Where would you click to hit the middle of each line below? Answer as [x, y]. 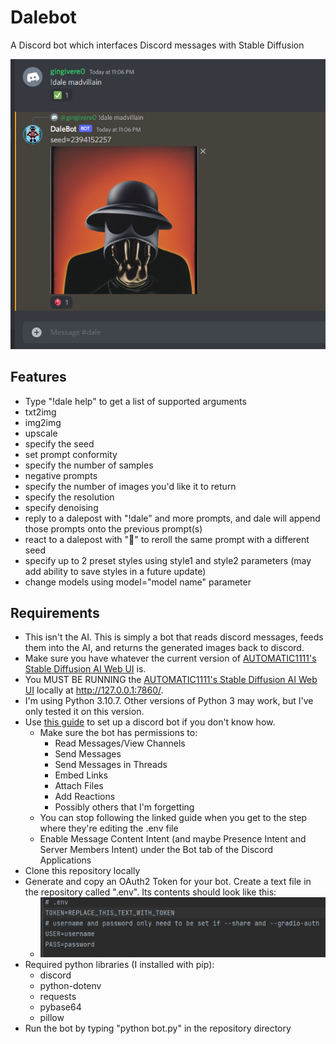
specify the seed [59, 443]
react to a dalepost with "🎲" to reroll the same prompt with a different [167, 539]
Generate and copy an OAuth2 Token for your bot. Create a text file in [168, 882]
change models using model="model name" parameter [138, 582]
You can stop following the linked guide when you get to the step [173, 818]
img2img [43, 422]
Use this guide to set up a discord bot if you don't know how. [150, 722]
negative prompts [61, 475]
